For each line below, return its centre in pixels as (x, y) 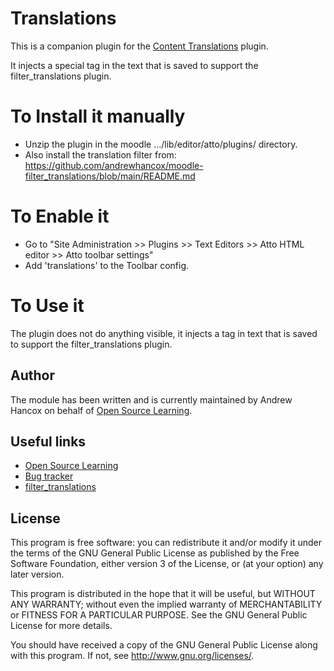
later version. (37, 574)
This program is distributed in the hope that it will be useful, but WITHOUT (163, 594)
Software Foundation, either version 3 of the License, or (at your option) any (167, 564)
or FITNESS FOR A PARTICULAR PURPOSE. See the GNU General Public (159, 615)
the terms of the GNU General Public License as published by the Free (155, 553)
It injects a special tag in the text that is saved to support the (134, 65)
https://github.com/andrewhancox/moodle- (114, 165)
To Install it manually (98, 116)
